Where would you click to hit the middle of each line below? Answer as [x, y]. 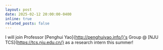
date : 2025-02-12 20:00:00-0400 [38, 14]
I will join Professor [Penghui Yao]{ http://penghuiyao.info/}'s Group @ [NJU [82, 37]
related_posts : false [27, 23]
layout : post [19, 10]
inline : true [19, 19]
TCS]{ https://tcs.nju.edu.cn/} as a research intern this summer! [69, 43]
